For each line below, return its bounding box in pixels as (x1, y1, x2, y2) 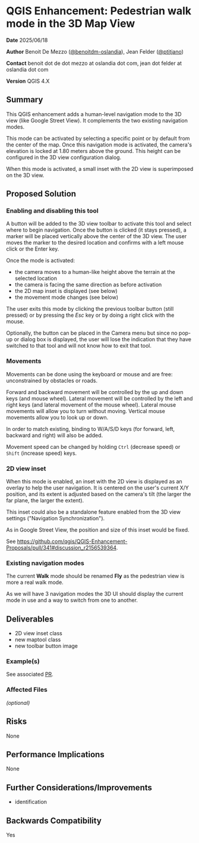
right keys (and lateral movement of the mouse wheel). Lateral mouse (6, 401, 176, 408)
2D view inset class (14, 630, 62, 637)
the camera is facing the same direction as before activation (14, 281, 162, 288)
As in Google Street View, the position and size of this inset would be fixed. (6, 526, 189, 533)
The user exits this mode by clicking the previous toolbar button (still (6, 305, 174, 313)
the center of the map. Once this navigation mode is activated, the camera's (6, 141, 192, 148)
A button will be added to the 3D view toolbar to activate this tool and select (6, 220, 192, 227)
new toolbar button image (14, 642, 78, 650)
